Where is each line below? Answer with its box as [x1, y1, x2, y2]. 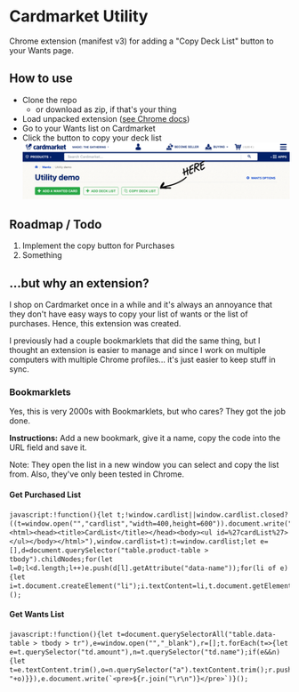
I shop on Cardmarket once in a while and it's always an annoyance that [9, 300, 273, 310]
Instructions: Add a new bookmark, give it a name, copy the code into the [9, 433, 281, 444]
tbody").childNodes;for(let [9, 554, 114, 564]
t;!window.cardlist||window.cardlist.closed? [117, 510, 289, 519]
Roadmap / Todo [9, 216, 102, 232]
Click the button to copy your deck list [21, 132, 162, 143]
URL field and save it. [9, 442, 87, 453]
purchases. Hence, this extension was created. [9, 318, 182, 329]
